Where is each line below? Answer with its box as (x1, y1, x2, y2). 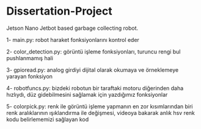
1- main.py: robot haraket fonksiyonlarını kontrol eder (6, 36, 139, 43)
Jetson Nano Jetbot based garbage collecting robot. (6, 24, 139, 32)
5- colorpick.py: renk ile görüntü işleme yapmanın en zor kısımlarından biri (6, 102, 194, 110)
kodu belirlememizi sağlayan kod (6, 116, 89, 123)
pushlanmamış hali (6, 54, 54, 61)
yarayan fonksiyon (6, 72, 53, 80)
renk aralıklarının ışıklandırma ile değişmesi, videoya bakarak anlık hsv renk (6, 109, 196, 116)
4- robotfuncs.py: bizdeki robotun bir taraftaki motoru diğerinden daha (6, 84, 184, 92)
